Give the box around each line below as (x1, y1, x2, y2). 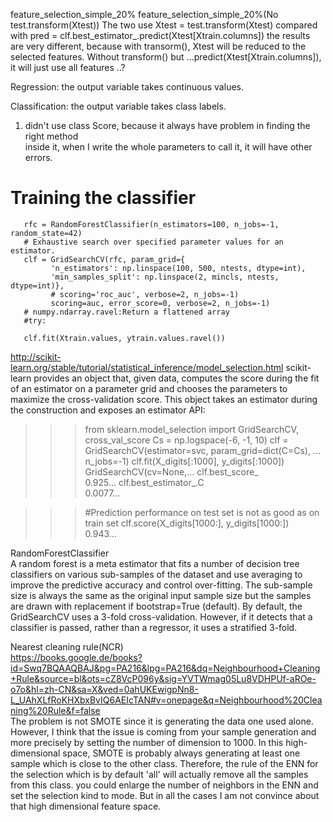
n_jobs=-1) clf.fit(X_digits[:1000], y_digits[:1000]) (84, 455, 285, 467)
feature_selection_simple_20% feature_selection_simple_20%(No (10, 9, 279, 20)
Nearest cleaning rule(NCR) (10, 640, 124, 653)
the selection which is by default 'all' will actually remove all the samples (10, 768, 309, 780)
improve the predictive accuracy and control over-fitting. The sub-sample (10, 579, 313, 591)
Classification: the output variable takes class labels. (10, 100, 227, 112)
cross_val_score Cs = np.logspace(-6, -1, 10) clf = (84, 434, 289, 446)
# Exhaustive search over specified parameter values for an (23, 237, 284, 247)
